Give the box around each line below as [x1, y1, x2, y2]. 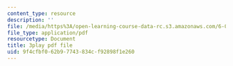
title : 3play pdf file [7, 42, 73, 49]
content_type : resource [7, 10, 76, 17]
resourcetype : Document [7, 36, 76, 43]
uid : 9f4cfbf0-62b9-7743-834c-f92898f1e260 [7, 49, 135, 56]
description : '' [7, 16, 54, 23]
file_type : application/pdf [7, 29, 89, 36]
